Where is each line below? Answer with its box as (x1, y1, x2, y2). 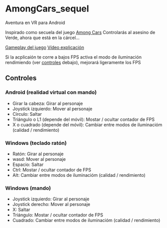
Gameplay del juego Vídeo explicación (5, 44, 84, 50)
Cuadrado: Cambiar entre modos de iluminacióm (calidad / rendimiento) (12, 217, 160, 223)
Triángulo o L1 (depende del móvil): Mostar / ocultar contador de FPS (12, 116, 155, 122)
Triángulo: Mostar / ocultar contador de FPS (12, 212, 103, 218)
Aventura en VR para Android (5, 20, 65, 26)
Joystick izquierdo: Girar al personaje (12, 196, 89, 202)
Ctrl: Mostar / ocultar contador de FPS (12, 166, 91, 173)
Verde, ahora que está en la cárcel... (5, 35, 80, 41)
